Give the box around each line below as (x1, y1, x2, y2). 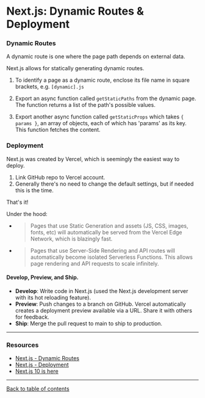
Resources (6, 341, 39, 349)
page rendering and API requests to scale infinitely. (30, 259, 159, 267)
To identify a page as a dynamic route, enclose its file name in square (15, 76, 190, 84)
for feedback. (15, 313, 50, 320)
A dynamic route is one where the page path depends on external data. (6, 53, 185, 60)
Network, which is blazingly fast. (30, 235, 113, 242)
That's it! (6, 198, 29, 206)
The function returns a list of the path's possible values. (15, 101, 156, 109)
